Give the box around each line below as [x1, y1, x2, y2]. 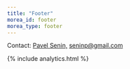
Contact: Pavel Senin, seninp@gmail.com [7, 42, 123, 50]
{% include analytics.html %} [7, 55, 89, 63]
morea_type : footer [7, 23, 63, 29]
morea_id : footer [7, 16, 57, 23]
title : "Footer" [7, 10, 53, 17]
